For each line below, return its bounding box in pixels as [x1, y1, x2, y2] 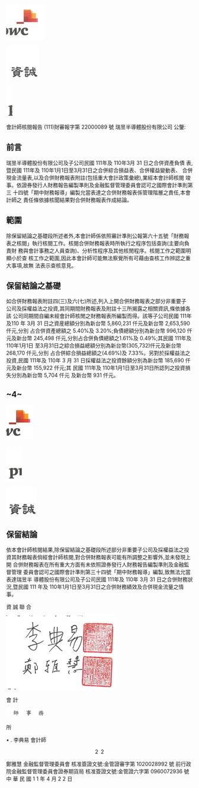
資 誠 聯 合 [6, 604, 31, 611]
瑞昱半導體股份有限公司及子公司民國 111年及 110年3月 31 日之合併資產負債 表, [6, 159, 194, 166]
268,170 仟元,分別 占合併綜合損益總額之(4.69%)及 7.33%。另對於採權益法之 [6, 349, 191, 357]
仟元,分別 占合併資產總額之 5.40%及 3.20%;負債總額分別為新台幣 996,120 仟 [6, 327, 192, 334]
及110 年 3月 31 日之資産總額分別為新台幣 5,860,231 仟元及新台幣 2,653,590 [6, 320, 191, 327]
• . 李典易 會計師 [6, 736, 46, 744]
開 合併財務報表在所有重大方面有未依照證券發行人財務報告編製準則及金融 [6, 561, 184, 568]
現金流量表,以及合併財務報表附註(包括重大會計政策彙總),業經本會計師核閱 [6, 174, 185, 181]
